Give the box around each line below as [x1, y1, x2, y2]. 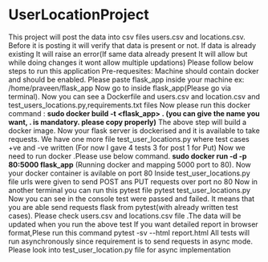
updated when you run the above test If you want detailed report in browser [8, 219, 258, 229]
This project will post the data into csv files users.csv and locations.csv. [8, 32, 246, 42]
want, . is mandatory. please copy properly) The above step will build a [8, 117, 247, 127]
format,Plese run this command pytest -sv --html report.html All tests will [8, 228, 250, 237]
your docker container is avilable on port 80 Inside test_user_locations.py [8, 168, 250, 178]
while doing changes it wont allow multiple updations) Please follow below [8, 58, 254, 67]
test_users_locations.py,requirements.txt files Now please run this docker [8, 100, 251, 110]
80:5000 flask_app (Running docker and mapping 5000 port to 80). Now [8, 159, 251, 169]
